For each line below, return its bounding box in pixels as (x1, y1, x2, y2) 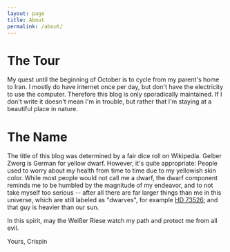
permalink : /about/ (7, 23, 64, 30)
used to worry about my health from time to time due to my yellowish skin (7, 166, 216, 175)
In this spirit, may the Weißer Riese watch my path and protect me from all (7, 217, 218, 225)
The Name (7, 129, 68, 145)
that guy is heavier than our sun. (7, 203, 99, 211)
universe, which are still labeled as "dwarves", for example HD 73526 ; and (7, 196, 218, 204)
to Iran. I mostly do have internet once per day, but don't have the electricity (7, 83, 224, 91)
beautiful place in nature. (7, 105, 78, 113)
